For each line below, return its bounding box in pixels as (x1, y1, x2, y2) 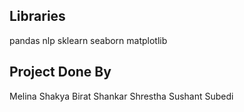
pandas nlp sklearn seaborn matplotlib (9, 34, 168, 46)
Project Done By (9, 64, 112, 81)
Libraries (9, 8, 66, 25)
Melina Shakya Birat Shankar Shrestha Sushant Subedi (9, 90, 234, 102)
